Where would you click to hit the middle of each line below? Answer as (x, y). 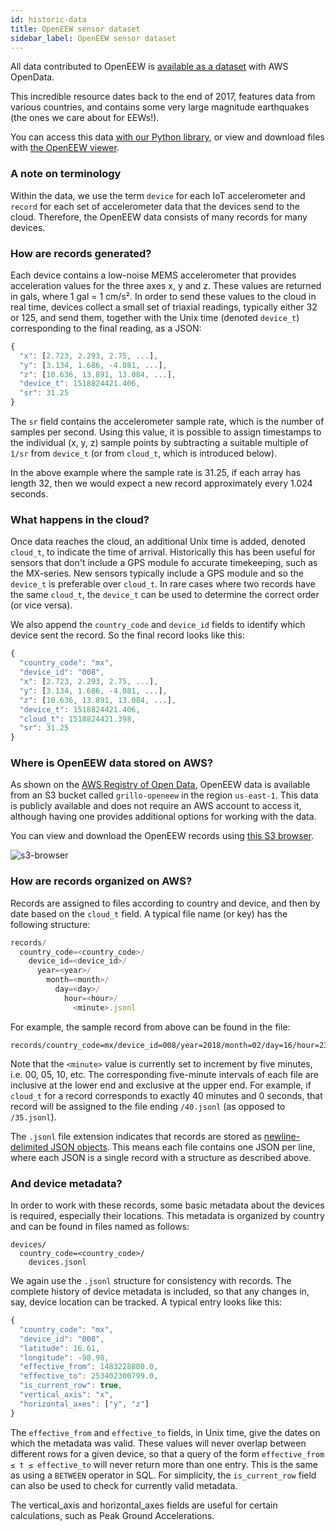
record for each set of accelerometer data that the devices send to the (155, 206)
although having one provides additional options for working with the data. (163, 817)
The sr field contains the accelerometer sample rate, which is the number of (167, 422)
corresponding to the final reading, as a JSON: (106, 328)
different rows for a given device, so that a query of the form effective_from (167, 1453)
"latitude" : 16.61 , (60, 1348)
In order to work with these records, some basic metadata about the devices (167, 1205)
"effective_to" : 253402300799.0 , (89, 1376)
